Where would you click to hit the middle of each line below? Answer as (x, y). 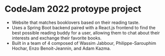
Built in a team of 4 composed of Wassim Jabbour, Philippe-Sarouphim (84, 43)
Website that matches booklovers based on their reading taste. (76, 22)
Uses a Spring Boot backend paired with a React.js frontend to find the (84, 27)
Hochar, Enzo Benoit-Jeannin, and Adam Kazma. (61, 48)
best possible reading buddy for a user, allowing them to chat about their (86, 33)
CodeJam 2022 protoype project (73, 9)
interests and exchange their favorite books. (57, 38)
